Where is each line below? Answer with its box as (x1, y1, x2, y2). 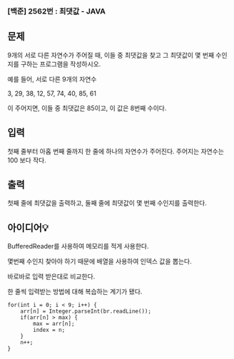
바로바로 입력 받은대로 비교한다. (7, 272, 96, 281)
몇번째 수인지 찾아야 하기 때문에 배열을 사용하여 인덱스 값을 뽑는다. (7, 257, 192, 266)
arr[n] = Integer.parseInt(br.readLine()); (20, 308, 152, 315)
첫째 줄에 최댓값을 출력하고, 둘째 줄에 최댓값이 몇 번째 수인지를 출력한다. (7, 199, 207, 207)
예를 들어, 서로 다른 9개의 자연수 (7, 75, 97, 83)
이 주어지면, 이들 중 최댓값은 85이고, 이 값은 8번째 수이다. (7, 103, 167, 112)
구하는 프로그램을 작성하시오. (20, 59, 101, 68)
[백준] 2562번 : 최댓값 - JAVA (7, 6, 106, 16)
